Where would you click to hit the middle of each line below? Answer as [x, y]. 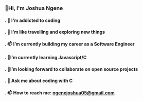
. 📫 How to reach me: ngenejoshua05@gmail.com [60, 93]
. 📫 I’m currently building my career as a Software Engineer [70, 44]
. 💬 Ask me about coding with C [39, 81]
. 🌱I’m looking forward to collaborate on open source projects [71, 69]
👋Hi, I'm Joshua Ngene [34, 8]
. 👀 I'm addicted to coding [33, 20]
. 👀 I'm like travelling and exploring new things [55, 32]
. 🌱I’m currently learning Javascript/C [46, 58]
